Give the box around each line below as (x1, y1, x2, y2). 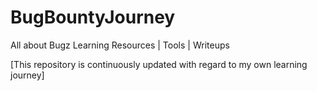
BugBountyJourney (10, 6, 176, 29)
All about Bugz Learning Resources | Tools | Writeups (10, 39, 230, 51)
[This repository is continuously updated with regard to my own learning (10, 58, 308, 70)
